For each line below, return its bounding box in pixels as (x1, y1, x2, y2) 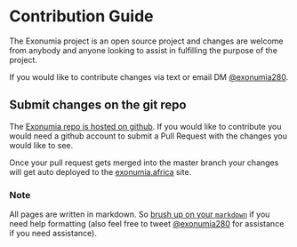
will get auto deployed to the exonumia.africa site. (9, 166, 192, 177)
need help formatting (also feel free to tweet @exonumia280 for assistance (9, 219, 285, 229)
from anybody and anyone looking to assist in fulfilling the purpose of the (9, 44, 278, 55)
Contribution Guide (9, 6, 154, 27)
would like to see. (9, 139, 74, 150)
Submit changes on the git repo (9, 98, 187, 113)
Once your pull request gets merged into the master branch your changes (9, 157, 279, 168)
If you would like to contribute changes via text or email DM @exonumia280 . (9, 71, 289, 82)
